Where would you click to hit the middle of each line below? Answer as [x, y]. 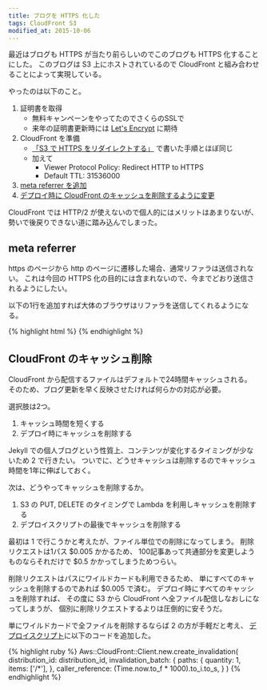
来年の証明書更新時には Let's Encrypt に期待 [105, 128]
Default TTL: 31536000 [82, 176]
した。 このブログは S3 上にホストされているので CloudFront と [120, 64]
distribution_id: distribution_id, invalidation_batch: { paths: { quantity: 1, [125, 660]
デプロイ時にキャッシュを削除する [76, 433]
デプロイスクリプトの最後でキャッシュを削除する [100, 524]
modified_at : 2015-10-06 [50, 30]
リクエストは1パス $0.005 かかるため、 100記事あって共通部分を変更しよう [132, 552]
